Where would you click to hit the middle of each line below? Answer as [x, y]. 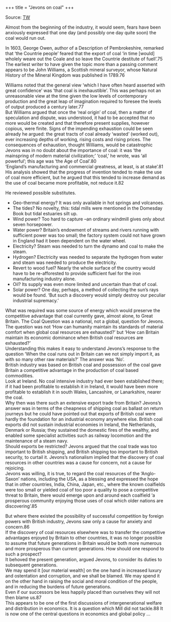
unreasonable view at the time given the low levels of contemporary [76, 96]
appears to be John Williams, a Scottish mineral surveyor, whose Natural [81, 70]
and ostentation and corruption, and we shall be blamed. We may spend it [83, 576]
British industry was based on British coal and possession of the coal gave [83, 365]
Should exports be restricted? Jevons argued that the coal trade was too [81, 446]
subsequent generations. [31, 565]
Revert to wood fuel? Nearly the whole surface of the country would [84, 268]
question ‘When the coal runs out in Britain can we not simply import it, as [83, 354]
